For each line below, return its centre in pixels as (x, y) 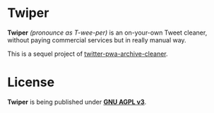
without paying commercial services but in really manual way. (97, 40)
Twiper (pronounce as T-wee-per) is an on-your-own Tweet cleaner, (107, 32)
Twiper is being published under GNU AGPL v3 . (77, 102)
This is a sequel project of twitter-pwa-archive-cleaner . (88, 54)
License (31, 82)
